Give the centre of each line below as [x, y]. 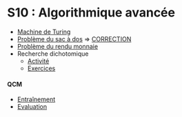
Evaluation [32, 107]
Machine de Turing [44, 32]
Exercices [41, 68]
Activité [38, 61]
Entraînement [36, 99]
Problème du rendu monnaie [58, 46]
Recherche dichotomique [53, 54]
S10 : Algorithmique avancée [91, 13]
